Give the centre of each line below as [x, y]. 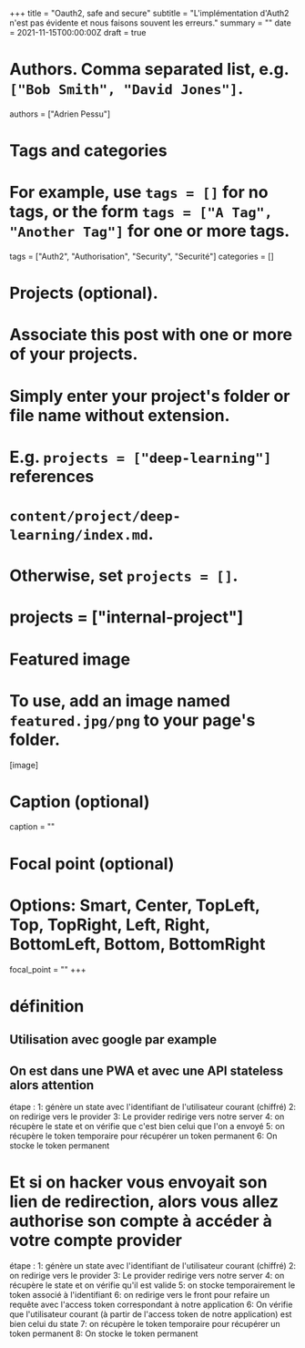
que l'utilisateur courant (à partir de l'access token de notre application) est [151, 1314]
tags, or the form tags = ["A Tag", [141, 212]
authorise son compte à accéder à [141, 1221]
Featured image [70, 659]
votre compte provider [96, 1241]
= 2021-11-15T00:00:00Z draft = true [78, 32]
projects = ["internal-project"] [127, 617]
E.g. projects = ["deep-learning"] [141, 457]
